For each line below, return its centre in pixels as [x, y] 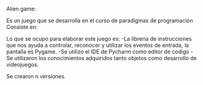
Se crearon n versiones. [36, 76]
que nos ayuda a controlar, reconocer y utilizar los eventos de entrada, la [98, 45]
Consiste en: [22, 27]
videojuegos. [22, 64]
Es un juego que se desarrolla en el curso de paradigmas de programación [100, 20]
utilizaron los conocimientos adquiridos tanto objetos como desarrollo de [105, 58]
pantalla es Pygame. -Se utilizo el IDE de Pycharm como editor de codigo [98, 52]
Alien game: [21, 9]
